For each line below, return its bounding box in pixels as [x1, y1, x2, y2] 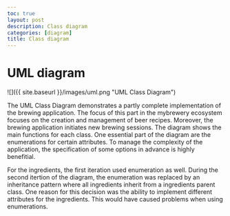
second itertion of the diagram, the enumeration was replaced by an [7, 173, 200, 182]
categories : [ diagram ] [7, 29, 72, 36]
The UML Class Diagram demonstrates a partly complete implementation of [7, 101, 222, 110]
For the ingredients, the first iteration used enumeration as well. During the [7, 166, 218, 174]
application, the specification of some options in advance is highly [7, 145, 195, 153]
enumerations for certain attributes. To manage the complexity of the [7, 138, 203, 147]
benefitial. [7, 153, 36, 161]
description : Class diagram [7, 23, 88, 30]
